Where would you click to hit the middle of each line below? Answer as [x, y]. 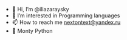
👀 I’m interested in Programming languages [66, 16]
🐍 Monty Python [32, 31]
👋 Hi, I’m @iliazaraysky [40, 9]
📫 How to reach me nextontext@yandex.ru [66, 22]
